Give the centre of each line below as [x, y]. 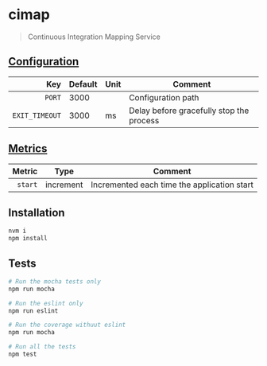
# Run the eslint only [46, 303]
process [144, 120]
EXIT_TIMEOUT [37, 115]
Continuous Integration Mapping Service [94, 37]
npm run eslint [33, 311]
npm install [28, 239]
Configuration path [164, 97]
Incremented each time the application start [172, 185]
